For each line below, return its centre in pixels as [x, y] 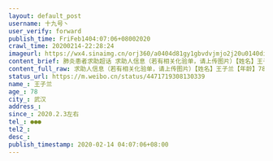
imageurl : [25, 54]
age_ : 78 [23, 91]
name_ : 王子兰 [30, 84]
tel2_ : [19, 129]
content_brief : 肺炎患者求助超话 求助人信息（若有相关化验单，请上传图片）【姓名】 [133, 62]
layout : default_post [45, 16]
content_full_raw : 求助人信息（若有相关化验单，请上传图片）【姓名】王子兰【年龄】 [133, 69]
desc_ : [19, 137]
